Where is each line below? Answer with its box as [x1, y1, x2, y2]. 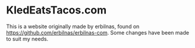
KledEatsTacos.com [6, 4, 107, 17]
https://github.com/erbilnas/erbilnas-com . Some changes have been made [6, 29, 189, 36]
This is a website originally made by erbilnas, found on [6, 23, 140, 30]
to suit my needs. [6, 35, 49, 42]
